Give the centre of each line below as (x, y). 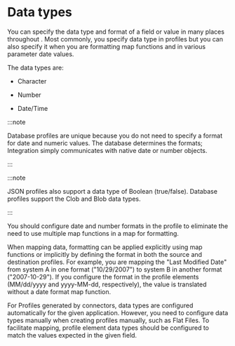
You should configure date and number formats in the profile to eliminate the (118, 226)
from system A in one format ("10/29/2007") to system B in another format (115, 269)
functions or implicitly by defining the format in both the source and (105, 254)
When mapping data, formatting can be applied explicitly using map (105, 247)
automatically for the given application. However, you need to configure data (118, 312)
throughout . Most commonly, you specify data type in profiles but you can (115, 39)
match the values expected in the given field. (72, 335)
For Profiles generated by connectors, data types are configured (100, 305)
